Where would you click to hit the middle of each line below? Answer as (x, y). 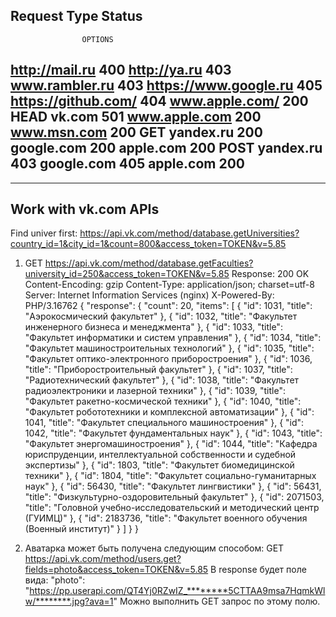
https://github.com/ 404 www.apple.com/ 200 (159, 101)
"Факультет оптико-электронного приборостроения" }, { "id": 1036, (168, 359)
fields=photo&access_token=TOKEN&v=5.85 (116, 570)
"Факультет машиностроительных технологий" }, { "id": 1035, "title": (169, 348)
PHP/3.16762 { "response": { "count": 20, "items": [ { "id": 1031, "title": (168, 306)
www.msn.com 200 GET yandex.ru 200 (136, 132)
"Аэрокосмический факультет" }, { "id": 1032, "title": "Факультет (161, 316)
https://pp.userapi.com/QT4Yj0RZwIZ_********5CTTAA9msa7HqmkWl (177, 591)
